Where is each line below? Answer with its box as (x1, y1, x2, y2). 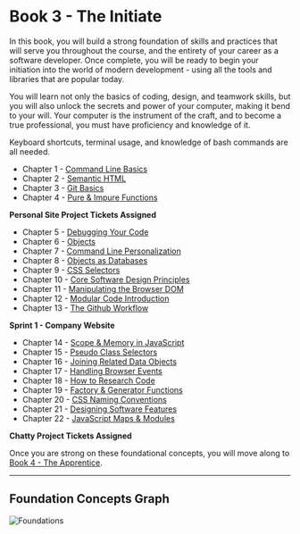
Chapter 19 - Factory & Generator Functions (21, 384, 183, 395)
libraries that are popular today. (9, 73, 125, 84)
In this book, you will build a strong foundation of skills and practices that (9, 36, 279, 46)
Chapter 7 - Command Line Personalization (21, 246, 181, 256)
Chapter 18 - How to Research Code (21, 375, 156, 386)
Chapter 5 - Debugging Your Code (21, 226, 149, 238)
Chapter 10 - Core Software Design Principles (21, 274, 190, 285)
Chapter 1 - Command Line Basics (21, 163, 148, 174)
